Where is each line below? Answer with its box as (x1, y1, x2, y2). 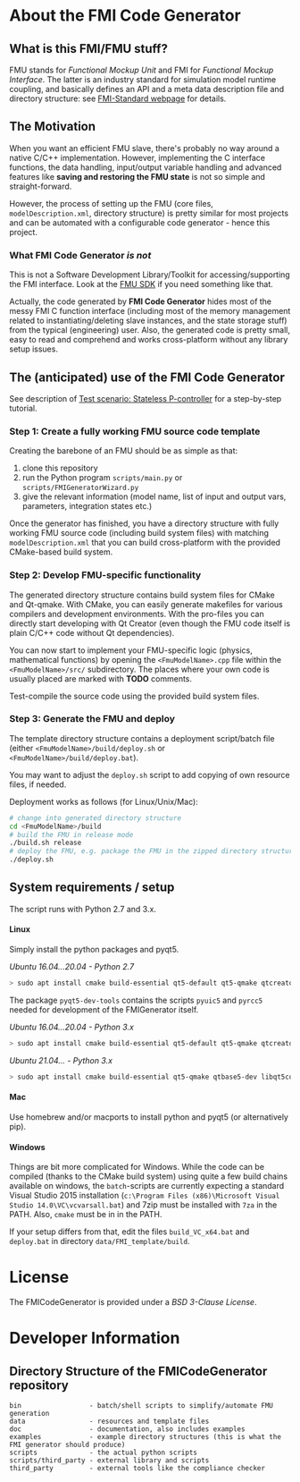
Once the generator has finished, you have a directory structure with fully (9, 518, 279, 529)
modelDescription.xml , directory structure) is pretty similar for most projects (9, 207, 288, 218)
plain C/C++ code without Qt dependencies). (9, 627, 175, 638)
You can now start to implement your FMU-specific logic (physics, (9, 645, 253, 656)
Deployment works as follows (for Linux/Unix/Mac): (9, 796, 198, 807)
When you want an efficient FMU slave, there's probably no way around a (9, 142, 279, 153)
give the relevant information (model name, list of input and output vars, (21, 491, 287, 502)
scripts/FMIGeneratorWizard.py (21, 484, 139, 493)
